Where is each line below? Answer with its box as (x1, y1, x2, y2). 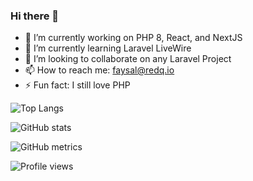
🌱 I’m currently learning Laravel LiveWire (24, 42, 192, 54)
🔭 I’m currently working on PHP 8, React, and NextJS (24, 32, 243, 44)
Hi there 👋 (10, 9, 60, 23)
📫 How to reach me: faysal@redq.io (24, 64, 175, 76)
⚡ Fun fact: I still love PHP (24, 79, 131, 91)
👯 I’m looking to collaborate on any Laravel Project (24, 53, 232, 65)
